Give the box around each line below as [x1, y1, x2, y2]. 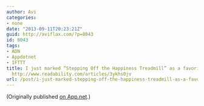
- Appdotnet [6, 54, 36, 60]
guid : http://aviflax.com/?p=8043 [6, 31, 94, 38]
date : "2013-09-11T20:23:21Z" [6, 25, 83, 32]
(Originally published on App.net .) [6, 93, 91, 101]
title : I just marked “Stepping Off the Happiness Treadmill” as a [6, 65, 181, 71]
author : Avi [6, 8, 36, 15]
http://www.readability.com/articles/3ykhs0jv [12, 71, 132, 77]
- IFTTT [6, 59, 26, 65]
